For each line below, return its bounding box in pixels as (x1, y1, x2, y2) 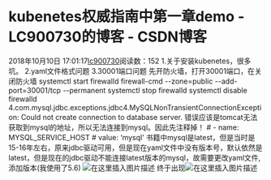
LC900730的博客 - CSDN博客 (8, 28, 207, 46)
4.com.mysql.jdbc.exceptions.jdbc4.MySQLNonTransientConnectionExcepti (8, 102, 262, 112)
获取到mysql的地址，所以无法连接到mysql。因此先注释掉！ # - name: (8, 122, 239, 132)
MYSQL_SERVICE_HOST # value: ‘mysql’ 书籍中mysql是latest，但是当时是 (8, 132, 256, 142)
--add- (214, 76, 238, 86)
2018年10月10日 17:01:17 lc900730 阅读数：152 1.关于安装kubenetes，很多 (8, 56, 252, 66)
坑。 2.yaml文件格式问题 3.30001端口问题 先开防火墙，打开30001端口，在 (8, 66, 256, 75)
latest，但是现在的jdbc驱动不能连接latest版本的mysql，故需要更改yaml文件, (8, 152, 261, 162)
